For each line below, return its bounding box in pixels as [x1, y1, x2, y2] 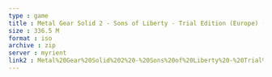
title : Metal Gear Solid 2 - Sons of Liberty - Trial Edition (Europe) [8, 19, 259, 27]
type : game [8, 11, 49, 20]
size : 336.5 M [8, 26, 60, 34]
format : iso [8, 34, 53, 43]
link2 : [8, 57, 35, 65]
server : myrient [8, 49, 67, 57]
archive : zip [8, 42, 57, 50]
